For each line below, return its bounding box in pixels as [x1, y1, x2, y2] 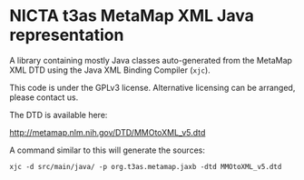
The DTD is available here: [9, 109, 108, 120]
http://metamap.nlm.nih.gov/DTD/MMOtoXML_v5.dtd [9, 126, 206, 137]
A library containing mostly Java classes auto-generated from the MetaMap [9, 55, 293, 65]
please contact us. [9, 92, 79, 103]
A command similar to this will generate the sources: [9, 145, 206, 155]
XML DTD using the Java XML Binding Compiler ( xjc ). [9, 65, 211, 75]
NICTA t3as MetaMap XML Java [9, 5, 254, 26]
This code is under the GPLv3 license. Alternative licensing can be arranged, [9, 82, 296, 93]
